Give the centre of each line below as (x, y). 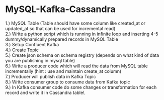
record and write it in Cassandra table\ (45, 92)
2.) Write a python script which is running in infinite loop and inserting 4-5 (82, 34)
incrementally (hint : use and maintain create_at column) (63, 71)
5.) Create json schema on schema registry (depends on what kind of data (82, 55)
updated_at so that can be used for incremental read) (60, 28)
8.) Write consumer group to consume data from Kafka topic (68, 82)
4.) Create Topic (22, 50)
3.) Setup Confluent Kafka (32, 44)
